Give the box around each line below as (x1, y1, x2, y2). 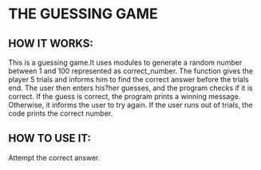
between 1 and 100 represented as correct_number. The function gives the (8, 66, 254, 76)
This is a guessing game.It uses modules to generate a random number (8, 57, 243, 67)
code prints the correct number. (8, 109, 113, 118)
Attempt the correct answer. (8, 152, 101, 162)
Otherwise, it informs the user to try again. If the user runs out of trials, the (8, 101, 253, 109)
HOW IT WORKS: (8, 37, 93, 50)
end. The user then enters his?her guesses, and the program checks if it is (8, 83, 253, 93)
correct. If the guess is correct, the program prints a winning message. (8, 92, 241, 101)
